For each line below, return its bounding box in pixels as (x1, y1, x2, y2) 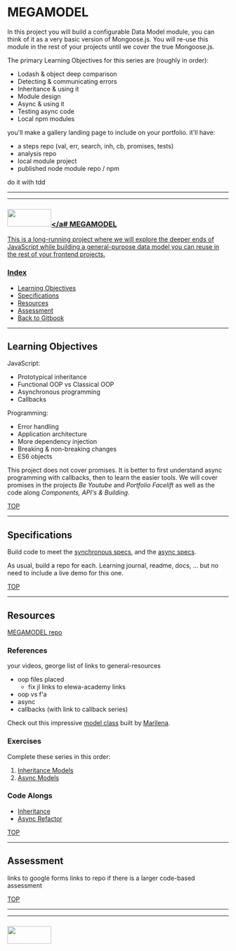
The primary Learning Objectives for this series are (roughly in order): (7, 56, 209, 64)
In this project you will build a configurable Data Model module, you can (7, 27, 215, 36)
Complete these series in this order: (7, 752, 111, 760)
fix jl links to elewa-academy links (27, 683, 126, 691)
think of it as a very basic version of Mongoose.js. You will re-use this (7, 34, 209, 43)
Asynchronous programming (17, 388, 100, 396)
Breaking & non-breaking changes (17, 445, 117, 454)
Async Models (17, 773, 60, 781)
